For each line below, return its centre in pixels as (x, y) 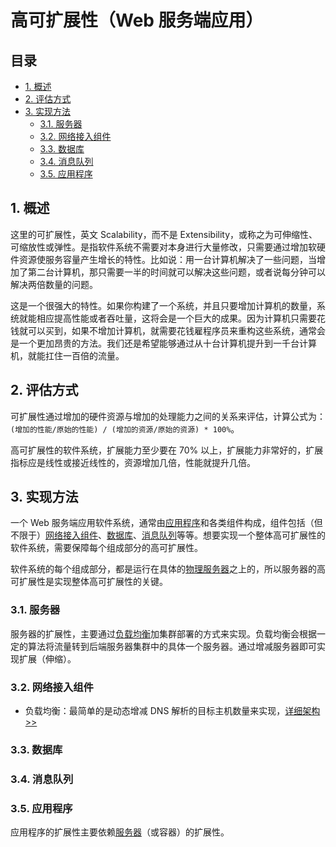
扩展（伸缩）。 (47, 658)
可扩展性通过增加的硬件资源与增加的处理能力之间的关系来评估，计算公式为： (168, 416)
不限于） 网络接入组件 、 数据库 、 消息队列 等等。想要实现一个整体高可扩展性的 (168, 535)
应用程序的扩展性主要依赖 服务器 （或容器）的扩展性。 (120, 832)
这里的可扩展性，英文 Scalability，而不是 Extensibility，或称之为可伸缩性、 (164, 234)
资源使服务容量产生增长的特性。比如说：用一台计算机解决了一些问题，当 (167, 259)
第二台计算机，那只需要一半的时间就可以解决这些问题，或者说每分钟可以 (176, 272)
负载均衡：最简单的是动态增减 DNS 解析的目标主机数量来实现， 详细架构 (172, 711)
